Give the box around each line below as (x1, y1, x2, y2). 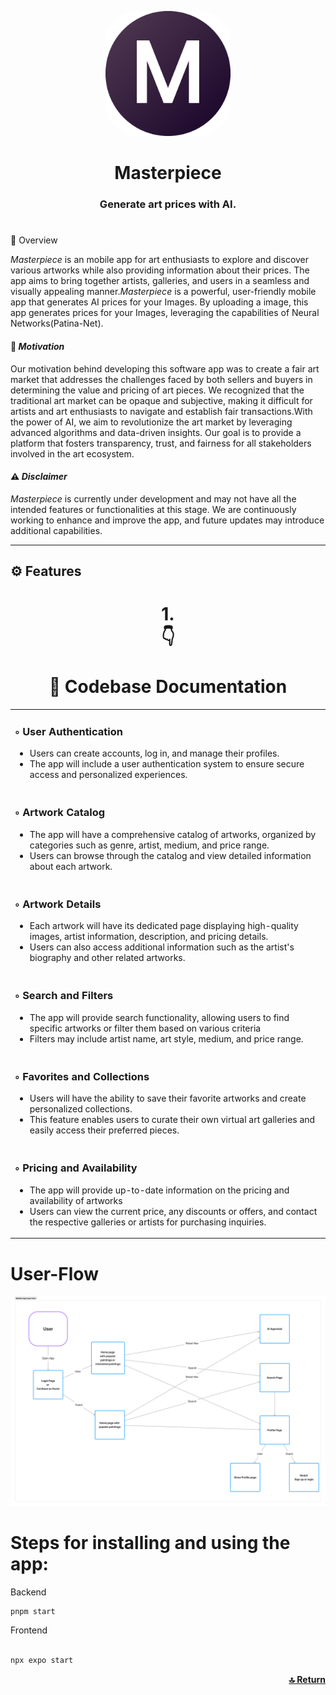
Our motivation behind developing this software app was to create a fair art (10, 362, 320, 375)
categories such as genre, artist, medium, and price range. (29, 839, 270, 851)
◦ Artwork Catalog (14, 806, 106, 820)
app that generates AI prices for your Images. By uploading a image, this (10, 296, 309, 308)
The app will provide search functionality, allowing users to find (29, 1011, 290, 1023)
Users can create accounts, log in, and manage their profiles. (29, 747, 280, 760)
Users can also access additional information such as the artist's (29, 941, 295, 953)
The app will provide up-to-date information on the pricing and (29, 1184, 290, 1196)
